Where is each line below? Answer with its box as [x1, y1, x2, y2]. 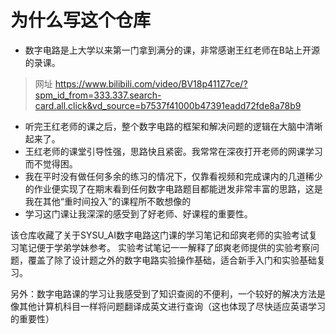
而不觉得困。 [24, 157, 78, 170]
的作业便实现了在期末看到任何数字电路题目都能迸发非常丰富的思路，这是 [24, 182, 323, 195]
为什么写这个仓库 [10, 9, 152, 32]
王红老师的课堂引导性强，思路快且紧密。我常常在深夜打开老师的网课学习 [24, 145, 323, 157]
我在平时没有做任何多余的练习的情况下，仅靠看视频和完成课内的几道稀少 [24, 170, 323, 182]
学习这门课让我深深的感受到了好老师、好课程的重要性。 [24, 207, 253, 220]
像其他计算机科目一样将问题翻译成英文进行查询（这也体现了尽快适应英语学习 [10, 300, 326, 312]
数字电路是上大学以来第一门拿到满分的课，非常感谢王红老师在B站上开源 [24, 44, 320, 56]
